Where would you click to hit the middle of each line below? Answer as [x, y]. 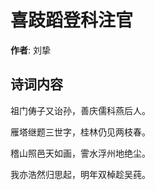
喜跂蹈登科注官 [72, 20]
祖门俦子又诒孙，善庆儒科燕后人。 [80, 110]
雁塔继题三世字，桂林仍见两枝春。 [80, 132]
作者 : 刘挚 [30, 50]
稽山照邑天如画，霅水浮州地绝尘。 [80, 153]
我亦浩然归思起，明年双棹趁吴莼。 [80, 174]
